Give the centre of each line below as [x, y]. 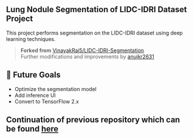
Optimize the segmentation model [55, 89]
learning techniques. [31, 39]
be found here [32, 129]
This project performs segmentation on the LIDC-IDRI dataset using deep [94, 33]
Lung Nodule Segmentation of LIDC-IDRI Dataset [97, 10]
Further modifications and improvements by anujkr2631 [87, 56]
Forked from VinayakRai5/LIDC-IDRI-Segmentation [82, 50]
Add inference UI [35, 95]
